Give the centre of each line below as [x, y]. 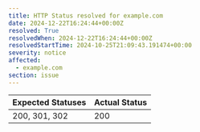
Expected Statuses [49, 102]
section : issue [34, 75]
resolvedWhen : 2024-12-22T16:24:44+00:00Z [80, 38]
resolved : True [34, 30]
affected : [25, 61]
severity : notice [37, 53]
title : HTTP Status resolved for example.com [86, 16]
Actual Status [120, 102]
